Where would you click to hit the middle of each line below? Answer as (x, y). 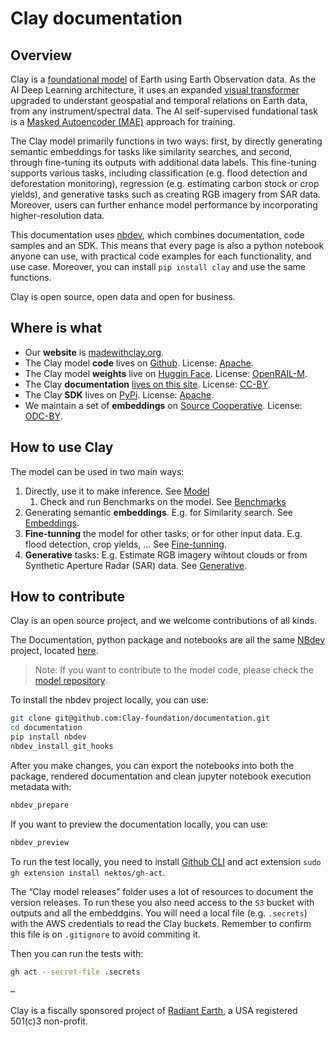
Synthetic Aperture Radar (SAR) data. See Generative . (136, 565)
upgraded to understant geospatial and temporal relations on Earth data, (159, 100)
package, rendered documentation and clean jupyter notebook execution (161, 776)
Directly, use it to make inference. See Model (117, 491)
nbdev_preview (40, 842)
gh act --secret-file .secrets (75, 972)
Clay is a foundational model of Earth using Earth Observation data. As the (163, 79)
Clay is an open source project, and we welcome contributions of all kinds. (164, 621)
